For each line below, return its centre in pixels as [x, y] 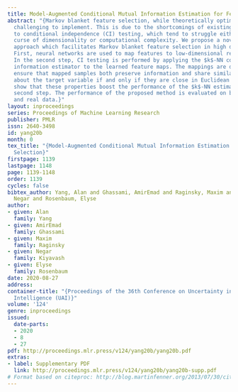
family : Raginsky [39, 245]
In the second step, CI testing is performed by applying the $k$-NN [118, 60]
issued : [19, 318]
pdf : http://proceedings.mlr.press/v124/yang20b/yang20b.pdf [100, 351]
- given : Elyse [30, 265]
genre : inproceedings [39, 311]
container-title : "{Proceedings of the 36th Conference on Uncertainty [115, 291]
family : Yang [33, 219]
